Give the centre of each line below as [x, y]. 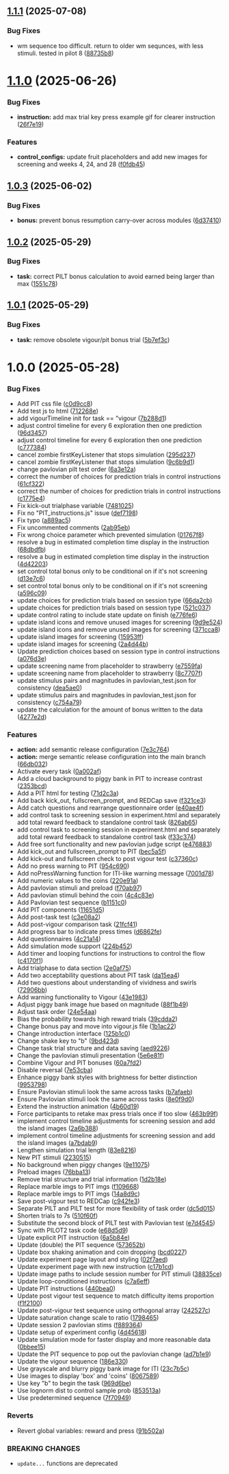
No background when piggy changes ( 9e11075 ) [83, 1165]
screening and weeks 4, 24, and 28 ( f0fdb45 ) [81, 165]
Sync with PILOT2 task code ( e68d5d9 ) [72, 1231]
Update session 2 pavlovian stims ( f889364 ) [80, 1325]
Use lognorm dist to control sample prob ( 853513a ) [89, 1390]
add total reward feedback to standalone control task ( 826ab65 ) [107, 823]
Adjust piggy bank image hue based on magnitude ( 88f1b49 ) [103, 1004]
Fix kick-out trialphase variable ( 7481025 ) [76, 506]
